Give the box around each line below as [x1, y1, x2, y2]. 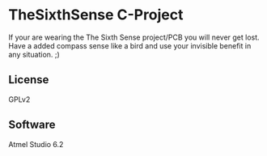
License [8, 73, 49, 86]
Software [8, 118, 56, 132]
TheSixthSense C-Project [8, 6, 184, 24]
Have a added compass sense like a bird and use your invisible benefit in [8, 40, 252, 50]
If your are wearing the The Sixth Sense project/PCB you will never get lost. [8, 32, 261, 42]
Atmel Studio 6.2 [8, 139, 64, 149]
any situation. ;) [8, 49, 61, 59]
